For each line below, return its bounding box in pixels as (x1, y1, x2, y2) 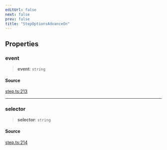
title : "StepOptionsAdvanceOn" (5, 21, 70, 26)
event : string (17, 66, 46, 72)
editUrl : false (5, 7, 37, 12)
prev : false (5, 16, 30, 21)
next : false (5, 12, 30, 17)
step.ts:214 (5, 139, 28, 145)
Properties (5, 39, 39, 48)
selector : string (17, 117, 51, 123)
